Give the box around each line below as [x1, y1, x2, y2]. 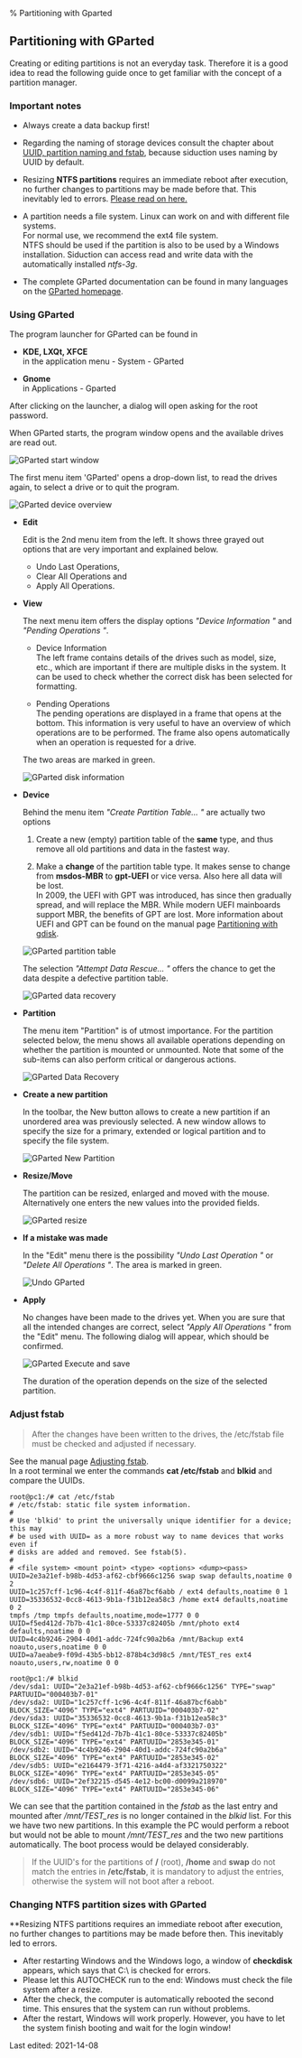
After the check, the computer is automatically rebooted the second [22, 1994, 275, 2004]
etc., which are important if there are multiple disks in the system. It [35, 662, 287, 673]
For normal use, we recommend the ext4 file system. [22, 230, 219, 241]
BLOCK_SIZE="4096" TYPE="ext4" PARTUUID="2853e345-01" [9, 1737, 220, 1746]
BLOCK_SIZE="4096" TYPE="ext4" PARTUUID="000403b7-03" [9, 1721, 220, 1730]
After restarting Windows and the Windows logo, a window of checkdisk [22, 1955, 293, 1966]
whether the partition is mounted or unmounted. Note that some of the [22, 1045, 284, 1056]
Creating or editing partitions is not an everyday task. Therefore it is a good [9, 58, 288, 69]
